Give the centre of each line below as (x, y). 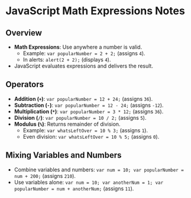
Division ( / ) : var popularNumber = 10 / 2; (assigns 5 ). (80, 117)
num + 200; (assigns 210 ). (45, 175)
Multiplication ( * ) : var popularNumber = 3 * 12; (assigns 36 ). (89, 111)
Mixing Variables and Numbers (64, 155)
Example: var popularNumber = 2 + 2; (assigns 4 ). (84, 53)
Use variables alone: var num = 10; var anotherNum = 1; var (89, 182)
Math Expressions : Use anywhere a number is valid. (78, 47)
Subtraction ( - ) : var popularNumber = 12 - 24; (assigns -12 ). (89, 105)
